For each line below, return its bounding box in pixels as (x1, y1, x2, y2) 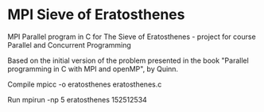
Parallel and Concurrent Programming (7, 40, 132, 49)
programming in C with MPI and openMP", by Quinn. (7, 64, 179, 73)
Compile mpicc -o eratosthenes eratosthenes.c (7, 79, 162, 89)
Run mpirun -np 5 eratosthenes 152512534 (7, 95, 148, 104)
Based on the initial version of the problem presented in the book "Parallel (7, 56, 250, 65)
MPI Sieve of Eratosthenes (7, 6, 185, 24)
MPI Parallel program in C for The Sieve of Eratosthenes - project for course (7, 32, 256, 41)
